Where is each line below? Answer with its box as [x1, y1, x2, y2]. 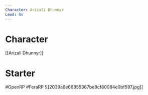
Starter [5, 67, 35, 79]
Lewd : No [5, 12, 24, 17]
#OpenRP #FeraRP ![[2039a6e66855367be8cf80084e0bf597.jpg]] [5, 84, 143, 90]
